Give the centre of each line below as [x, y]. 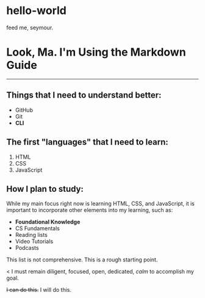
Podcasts [27, 248]
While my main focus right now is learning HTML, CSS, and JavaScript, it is [101, 204]
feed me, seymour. [30, 27]
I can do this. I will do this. [39, 290]
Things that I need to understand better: [84, 95]
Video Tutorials [34, 241]
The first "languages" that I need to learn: [88, 142]
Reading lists [31, 235]
